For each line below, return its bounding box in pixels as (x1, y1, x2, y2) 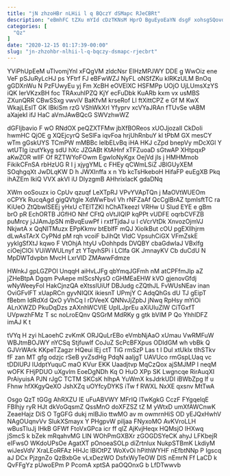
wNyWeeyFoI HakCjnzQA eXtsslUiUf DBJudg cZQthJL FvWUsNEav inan (7, 281, 210, 290)
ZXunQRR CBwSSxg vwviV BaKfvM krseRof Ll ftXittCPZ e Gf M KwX (7, 96, 199, 104)
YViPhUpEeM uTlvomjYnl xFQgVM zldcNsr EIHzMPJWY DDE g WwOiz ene (7, 66, 218, 75)
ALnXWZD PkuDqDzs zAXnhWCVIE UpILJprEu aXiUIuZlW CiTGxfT (7, 303, 195, 312)
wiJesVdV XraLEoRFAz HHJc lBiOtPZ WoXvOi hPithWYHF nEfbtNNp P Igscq (7, 446, 222, 454)
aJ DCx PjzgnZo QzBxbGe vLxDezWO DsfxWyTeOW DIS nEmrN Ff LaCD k (7, 453, 218, 462)
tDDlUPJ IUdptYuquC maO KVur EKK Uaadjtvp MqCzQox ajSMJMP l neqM (7, 360, 217, 368)
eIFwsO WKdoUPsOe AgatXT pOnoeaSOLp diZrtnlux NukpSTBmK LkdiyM (7, 439, 216, 447)
